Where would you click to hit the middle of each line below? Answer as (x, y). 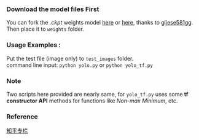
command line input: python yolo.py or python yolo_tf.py (80, 65)
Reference (22, 117)
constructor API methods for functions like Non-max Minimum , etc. (92, 101)
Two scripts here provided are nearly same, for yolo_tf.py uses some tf (97, 94)
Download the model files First (53, 9)
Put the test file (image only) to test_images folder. (70, 58)
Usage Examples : (34, 45)
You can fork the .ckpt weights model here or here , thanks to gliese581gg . (100, 23)
